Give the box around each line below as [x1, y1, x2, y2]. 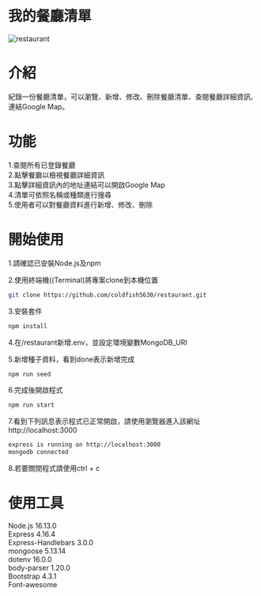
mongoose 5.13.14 [8, 546, 66, 556]
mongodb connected [8, 449, 69, 457]
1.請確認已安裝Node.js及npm [8, 258, 101, 268]
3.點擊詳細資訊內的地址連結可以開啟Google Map [8, 180, 165, 189]
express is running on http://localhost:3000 [8, 441, 161, 449]
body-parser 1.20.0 [8, 563, 71, 572]
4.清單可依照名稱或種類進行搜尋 [8, 189, 112, 199]
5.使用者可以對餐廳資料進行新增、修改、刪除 [8, 200, 153, 209]
